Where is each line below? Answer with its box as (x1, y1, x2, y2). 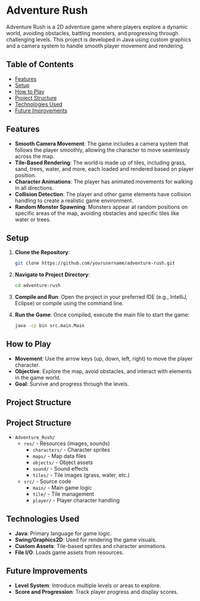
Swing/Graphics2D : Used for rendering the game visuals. (14, 536, 157, 543)
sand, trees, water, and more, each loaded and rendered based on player (14, 165, 194, 173)
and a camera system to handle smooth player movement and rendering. (6, 42, 185, 49)
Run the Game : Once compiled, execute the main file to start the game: (14, 311, 190, 318)
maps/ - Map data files (32, 453, 86, 460)
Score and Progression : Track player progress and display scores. (14, 588, 179, 595)
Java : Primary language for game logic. (14, 530, 112, 537)
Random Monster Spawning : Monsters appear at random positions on (14, 203, 188, 210)
